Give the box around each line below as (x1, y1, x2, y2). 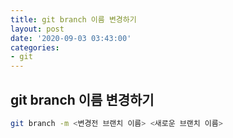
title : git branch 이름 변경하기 (10, 14, 137, 25)
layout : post (10, 24, 65, 34)
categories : (10, 42, 60, 53)
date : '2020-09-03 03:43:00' (10, 33, 132, 43)
